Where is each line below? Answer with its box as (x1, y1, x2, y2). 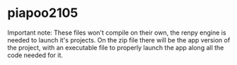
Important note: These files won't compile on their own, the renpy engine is (7, 28, 226, 37)
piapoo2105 (7, 5, 79, 21)
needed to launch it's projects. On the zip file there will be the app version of (7, 35, 231, 44)
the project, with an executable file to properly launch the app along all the (7, 43, 224, 52)
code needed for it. (7, 51, 64, 59)
